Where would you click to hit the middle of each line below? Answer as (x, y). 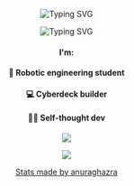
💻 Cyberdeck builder (67, 94)
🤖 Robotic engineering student (67, 73)
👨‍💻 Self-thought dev (67, 118)
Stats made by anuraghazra (67, 172)
